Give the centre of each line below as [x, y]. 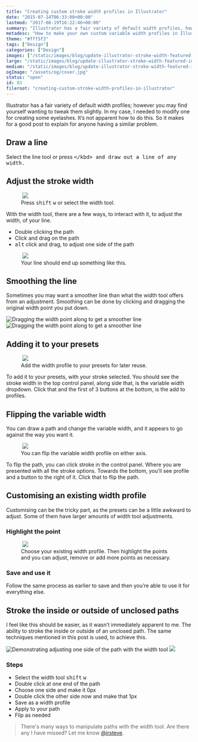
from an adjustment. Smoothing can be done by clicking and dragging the [95, 302]
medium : [16, 66]
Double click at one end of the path [57, 684]
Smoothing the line [42, 281]
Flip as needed [33, 715]
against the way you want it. [40, 434]
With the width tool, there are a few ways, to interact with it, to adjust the [94, 214]
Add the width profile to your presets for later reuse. [84, 365]
